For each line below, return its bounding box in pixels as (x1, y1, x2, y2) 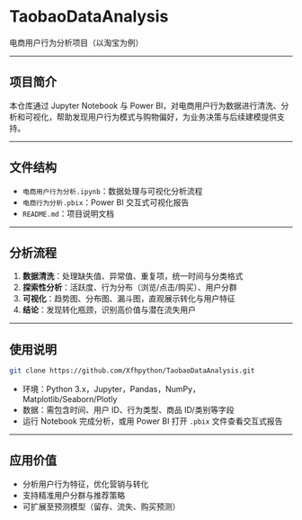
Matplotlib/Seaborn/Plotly (22, 394, 118, 405)
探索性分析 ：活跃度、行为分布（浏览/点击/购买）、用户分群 (22, 282, 237, 293)
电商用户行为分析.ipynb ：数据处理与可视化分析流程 (22, 185, 203, 196)
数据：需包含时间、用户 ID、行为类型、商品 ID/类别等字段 (22, 405, 235, 416)
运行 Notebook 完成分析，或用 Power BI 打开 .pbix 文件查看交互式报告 (22, 416, 283, 426)
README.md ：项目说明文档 (22, 208, 115, 219)
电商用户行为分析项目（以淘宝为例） (9, 37, 144, 48)
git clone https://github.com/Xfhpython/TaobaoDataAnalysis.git (9, 366, 255, 375)
